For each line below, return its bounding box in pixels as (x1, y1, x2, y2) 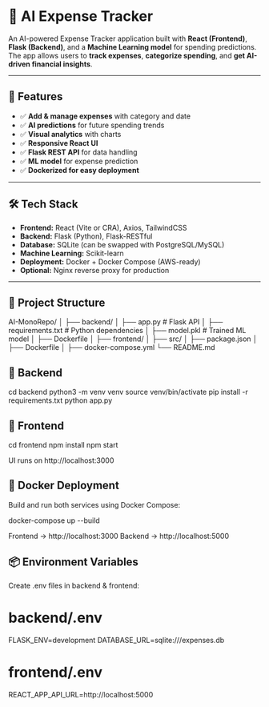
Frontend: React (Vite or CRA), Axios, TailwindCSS (19, 223, 187, 232)
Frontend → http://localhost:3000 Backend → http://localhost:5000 (8, 531, 230, 540)
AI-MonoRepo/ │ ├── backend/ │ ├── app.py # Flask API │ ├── (8, 317, 223, 327)
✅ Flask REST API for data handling (19, 147, 138, 157)
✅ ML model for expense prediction (19, 156, 139, 166)
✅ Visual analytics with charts (19, 129, 122, 139)
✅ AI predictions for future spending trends (19, 120, 165, 130)
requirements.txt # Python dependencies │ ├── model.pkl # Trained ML (8, 326, 247, 335)
